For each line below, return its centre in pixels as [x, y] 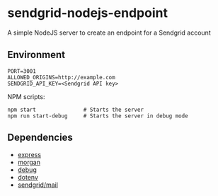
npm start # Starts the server [75, 110]
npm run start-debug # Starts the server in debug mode [98, 116]
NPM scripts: [26, 96]
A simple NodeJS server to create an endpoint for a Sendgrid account [109, 33]
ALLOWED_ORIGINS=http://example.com [61, 77]
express [29, 154]
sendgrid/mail [38, 185]
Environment [36, 55]
